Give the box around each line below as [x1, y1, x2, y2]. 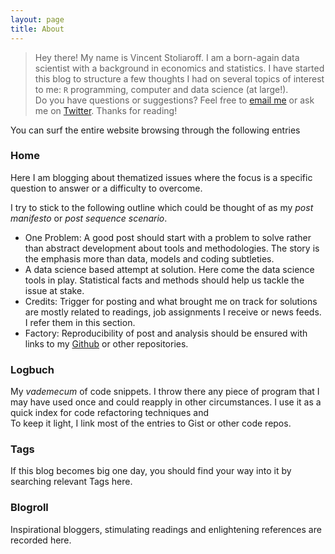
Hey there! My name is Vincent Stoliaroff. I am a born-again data [34, 51, 300, 63]
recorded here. [10, 534, 72, 546]
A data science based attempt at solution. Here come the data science [24, 263, 315, 275]
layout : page [10, 14, 65, 25]
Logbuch [10, 362, 55, 376]
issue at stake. [24, 284, 85, 296]
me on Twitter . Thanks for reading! [34, 104, 178, 116]
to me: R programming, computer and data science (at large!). [34, 83, 289, 95]
